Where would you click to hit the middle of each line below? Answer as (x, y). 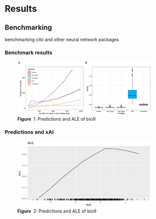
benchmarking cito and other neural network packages (62, 39)
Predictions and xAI (29, 132)
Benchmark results (29, 52)
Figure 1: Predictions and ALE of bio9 (57, 119)
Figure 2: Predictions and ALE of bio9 (57, 211)
